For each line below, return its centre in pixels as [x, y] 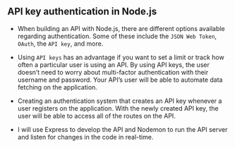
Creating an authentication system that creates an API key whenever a [120, 101]
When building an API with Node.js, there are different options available [121, 28]
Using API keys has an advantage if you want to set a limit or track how [121, 57]
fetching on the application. [57, 87]
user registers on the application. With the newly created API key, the [118, 108]
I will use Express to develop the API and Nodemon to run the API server [122, 129]
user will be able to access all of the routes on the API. [97, 116]
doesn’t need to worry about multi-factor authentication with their [113, 72]
